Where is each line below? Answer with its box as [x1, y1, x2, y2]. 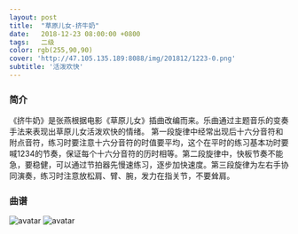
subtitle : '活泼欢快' [9, 63, 84, 72]
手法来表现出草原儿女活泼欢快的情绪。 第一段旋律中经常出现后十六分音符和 [9, 126, 284, 137]
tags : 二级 [9, 37, 55, 47]
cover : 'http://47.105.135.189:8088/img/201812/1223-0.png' [9, 54, 237, 63]
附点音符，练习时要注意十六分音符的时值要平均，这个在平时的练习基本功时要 [9, 137, 289, 148]
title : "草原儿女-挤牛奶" [9, 21, 100, 30]
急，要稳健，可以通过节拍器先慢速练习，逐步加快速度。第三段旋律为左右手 [9, 160, 281, 170]
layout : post [9, 12, 58, 22]
